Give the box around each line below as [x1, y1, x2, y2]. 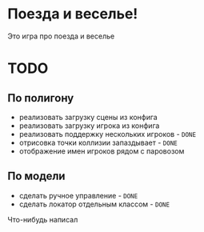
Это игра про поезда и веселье [7, 31, 115, 41]
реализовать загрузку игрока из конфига [18, 121, 160, 130]
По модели [7, 170, 66, 183]
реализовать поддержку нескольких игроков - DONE [18, 129, 197, 138]
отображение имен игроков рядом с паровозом [18, 146, 185, 156]
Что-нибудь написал [7, 214, 78, 224]
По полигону [7, 91, 74, 105]
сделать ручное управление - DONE [18, 190, 138, 200]
